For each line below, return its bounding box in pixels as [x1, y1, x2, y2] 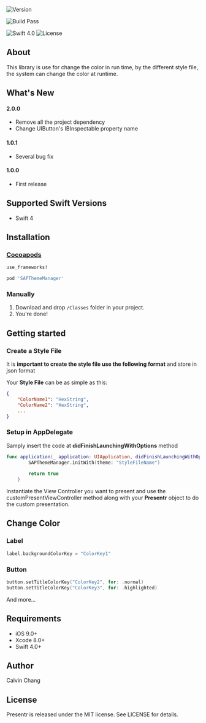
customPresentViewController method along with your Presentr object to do [6, 494, 199, 502]
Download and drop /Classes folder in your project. [15, 304, 145, 311]
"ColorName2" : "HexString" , [17, 402, 89, 408]
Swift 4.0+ [15, 643, 42, 650]
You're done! [15, 310, 48, 318]
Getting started [6, 328, 66, 338]
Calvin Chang [6, 677, 41, 684]
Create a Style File [6, 346, 62, 355]
